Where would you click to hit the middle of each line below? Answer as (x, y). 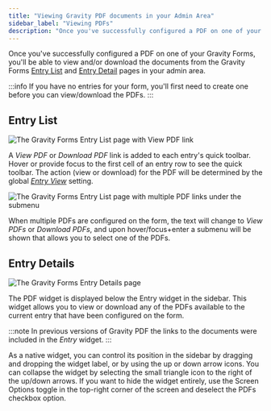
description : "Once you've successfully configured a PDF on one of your (135, 31)
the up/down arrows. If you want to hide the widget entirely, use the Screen (134, 381)
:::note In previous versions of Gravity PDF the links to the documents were (133, 331)
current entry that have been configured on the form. (96, 316)
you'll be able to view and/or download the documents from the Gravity (127, 62)
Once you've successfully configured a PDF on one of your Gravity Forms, (132, 54)
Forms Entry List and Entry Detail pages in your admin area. (107, 71)
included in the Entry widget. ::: (60, 340)
